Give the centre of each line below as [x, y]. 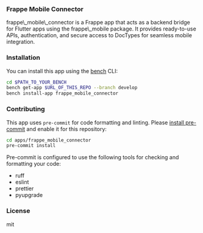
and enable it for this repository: [66, 129]
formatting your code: [34, 164]
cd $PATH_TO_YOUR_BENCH [37, 82]
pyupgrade [29, 195]
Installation [23, 58]
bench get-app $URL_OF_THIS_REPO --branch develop [72, 88]
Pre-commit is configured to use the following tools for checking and [93, 157]
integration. [21, 42]
